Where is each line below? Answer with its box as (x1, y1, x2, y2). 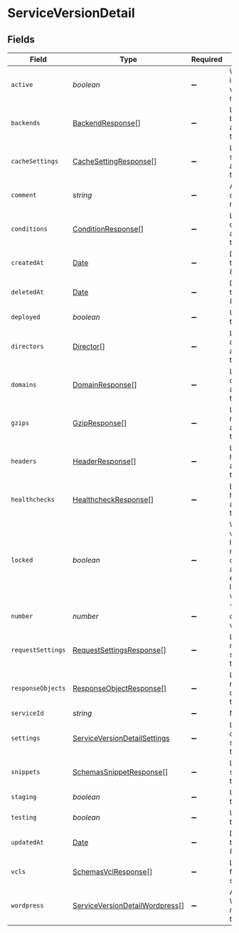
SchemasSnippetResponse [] (72, 767, 169, 777)
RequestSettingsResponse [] (72, 645, 167, 655)
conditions (11, 225, 48, 233)
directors (11, 343, 44, 350)
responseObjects (11, 684, 66, 692)
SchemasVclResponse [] (72, 867, 153, 877)
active (11, 80, 33, 88)
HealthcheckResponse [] (72, 495, 154, 504)
